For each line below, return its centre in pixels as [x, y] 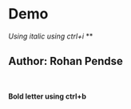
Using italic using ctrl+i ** [51, 36]
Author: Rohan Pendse [66, 61]
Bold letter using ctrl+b [47, 96]
